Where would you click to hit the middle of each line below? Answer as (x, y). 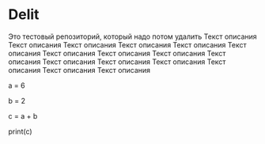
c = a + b (23, 116)
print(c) (21, 131)
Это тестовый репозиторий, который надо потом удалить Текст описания (132, 36)
